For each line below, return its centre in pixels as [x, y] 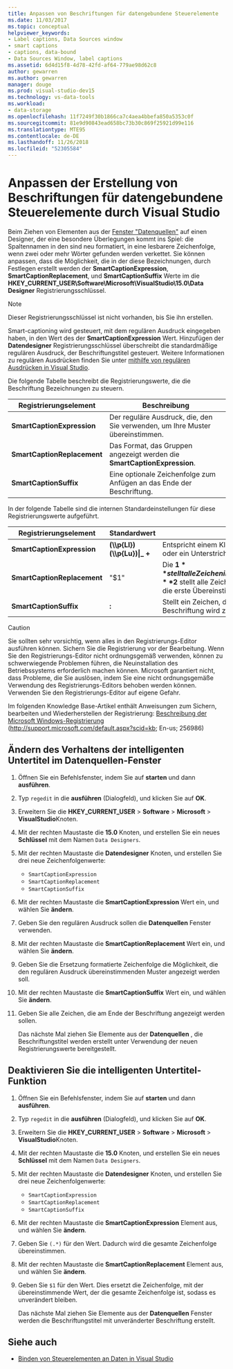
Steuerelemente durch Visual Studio [114, 213]
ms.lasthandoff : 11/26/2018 [48, 143]
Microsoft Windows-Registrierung [56, 720]
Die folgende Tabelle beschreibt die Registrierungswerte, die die [99, 381]
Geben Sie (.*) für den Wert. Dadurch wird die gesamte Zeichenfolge [117, 1243]
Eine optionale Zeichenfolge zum [162, 474]
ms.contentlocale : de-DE [44, 136]
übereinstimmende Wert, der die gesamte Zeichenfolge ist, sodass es [117, 1292]
